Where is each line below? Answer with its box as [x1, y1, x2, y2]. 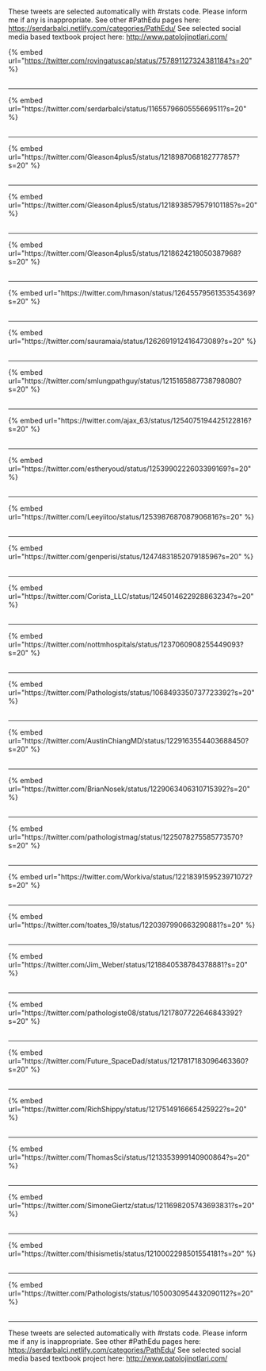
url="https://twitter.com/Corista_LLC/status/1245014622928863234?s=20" [8, 592, 254, 601]
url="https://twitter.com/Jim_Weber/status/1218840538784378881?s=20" [8, 960, 248, 969]
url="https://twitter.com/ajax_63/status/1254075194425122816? [44, 416, 252, 425]
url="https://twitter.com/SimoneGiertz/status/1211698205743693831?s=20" [8, 1201, 255, 1210]
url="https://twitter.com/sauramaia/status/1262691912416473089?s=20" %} [8, 337, 256, 346]
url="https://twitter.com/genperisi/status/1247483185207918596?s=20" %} [8, 552, 254, 561]
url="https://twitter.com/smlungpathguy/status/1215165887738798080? [8, 377, 242, 385]
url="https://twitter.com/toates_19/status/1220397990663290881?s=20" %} [8, 921, 256, 929]
